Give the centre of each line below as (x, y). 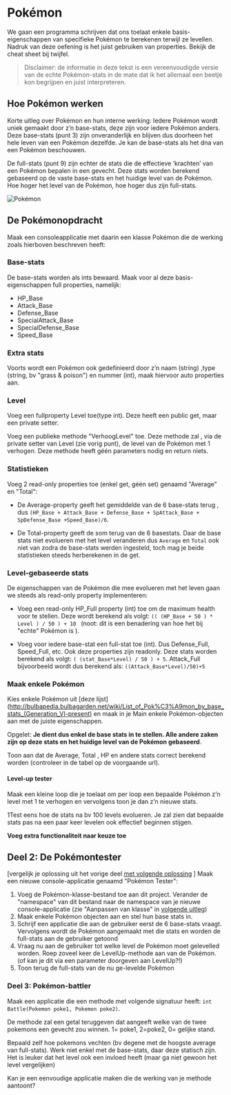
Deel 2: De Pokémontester (64, 857)
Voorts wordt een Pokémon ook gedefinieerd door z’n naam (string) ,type (111, 368)
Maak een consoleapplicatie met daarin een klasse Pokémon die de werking (115, 237)
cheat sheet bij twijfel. (39, 54)
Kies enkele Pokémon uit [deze (51, 699)
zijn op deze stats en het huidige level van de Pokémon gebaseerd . (104, 742)
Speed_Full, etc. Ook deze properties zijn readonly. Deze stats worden (117, 652)
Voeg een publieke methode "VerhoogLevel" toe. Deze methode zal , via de (114, 436)
